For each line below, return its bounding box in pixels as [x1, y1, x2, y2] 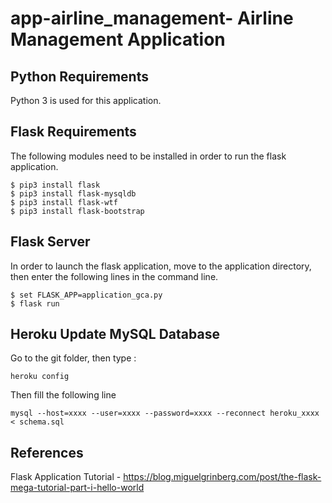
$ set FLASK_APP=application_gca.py [10, 290, 163, 300]
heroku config [10, 372, 70, 382]
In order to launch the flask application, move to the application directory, [10, 260, 312, 272]
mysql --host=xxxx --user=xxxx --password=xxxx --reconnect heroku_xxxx [10, 408, 320, 419]
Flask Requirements [10, 123, 137, 141]
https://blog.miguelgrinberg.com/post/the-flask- [123, 471, 322, 483]
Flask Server [10, 233, 91, 251]
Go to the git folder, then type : [10, 352, 137, 364]
